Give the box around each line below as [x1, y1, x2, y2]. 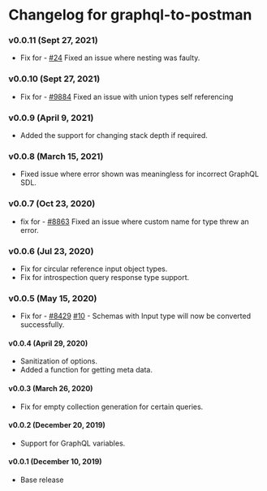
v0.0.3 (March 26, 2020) [8, 384, 93, 394]
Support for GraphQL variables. [19, 438, 126, 448]
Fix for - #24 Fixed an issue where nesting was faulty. [19, 53, 200, 62]
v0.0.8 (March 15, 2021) [8, 151, 104, 162]
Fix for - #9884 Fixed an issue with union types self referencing [19, 92, 234, 101]
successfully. [19, 320, 65, 329]
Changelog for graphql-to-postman [8, 6, 252, 24]
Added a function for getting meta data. [19, 365, 153, 375]
